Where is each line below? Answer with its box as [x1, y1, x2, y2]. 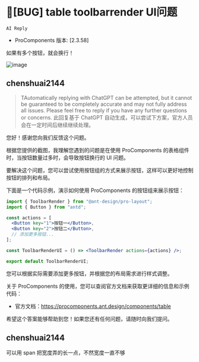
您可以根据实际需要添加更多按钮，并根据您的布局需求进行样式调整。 [6, 270, 173, 277]
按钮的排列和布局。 [6, 174, 53, 181]
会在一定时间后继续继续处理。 [20, 121, 94, 128]
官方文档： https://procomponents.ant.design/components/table [14, 303, 171, 310]
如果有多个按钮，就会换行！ [6, 49, 74, 56]
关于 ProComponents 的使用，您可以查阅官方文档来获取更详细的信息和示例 [6, 282, 189, 289]
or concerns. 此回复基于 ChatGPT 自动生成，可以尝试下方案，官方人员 [20, 114, 193, 121]
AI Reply [6, 25, 28, 32]
